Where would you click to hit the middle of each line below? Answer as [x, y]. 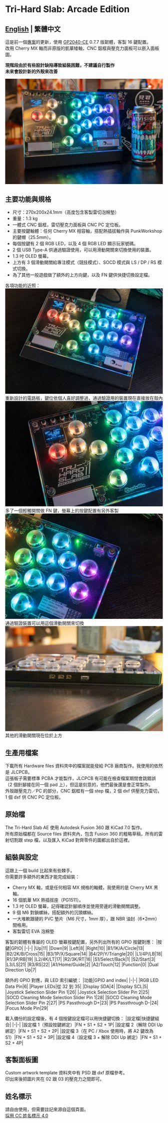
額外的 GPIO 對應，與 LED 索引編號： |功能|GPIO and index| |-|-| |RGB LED [82, 980]
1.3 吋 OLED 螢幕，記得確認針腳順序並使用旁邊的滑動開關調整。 [78, 906]
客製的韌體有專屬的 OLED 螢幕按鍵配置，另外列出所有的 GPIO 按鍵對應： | [81, 942]
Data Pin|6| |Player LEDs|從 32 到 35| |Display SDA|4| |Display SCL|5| [77, 986]
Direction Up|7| [21, 970]
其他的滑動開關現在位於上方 [34, 735]
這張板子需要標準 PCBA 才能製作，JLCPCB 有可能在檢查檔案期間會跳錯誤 [80, 778]
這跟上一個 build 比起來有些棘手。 [40, 870]
